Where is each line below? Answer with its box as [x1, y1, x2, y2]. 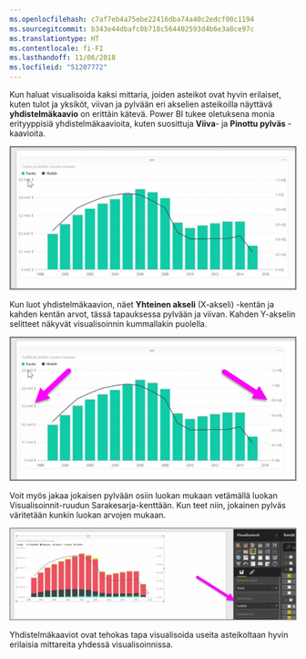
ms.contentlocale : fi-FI [9, 44, 104, 53]
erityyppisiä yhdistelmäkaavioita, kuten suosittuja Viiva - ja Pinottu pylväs [9, 119, 286, 129]
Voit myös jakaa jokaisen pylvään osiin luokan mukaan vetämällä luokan [9, 489, 278, 501]
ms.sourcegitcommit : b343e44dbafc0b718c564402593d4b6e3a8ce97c [9, 24, 255, 34]
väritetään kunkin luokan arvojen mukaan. [9, 509, 167, 520]
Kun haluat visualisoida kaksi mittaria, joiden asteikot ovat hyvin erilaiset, [9, 89, 282, 99]
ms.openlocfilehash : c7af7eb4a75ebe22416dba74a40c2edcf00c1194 [9, 15, 255, 24]
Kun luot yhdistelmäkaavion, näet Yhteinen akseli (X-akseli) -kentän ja [9, 299, 275, 310]
